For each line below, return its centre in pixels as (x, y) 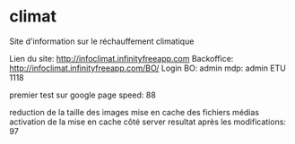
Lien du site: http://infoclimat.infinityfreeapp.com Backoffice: (121, 58)
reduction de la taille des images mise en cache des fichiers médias (134, 112)
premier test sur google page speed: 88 (83, 95)
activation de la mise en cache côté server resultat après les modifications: (148, 122)
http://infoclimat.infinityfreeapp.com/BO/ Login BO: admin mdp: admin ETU (148, 68)
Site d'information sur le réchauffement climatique (102, 41)
